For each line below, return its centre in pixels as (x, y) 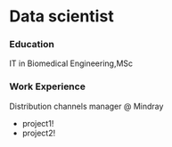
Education (32, 45)
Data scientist (61, 16)
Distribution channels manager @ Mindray (86, 106)
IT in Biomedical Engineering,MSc (71, 63)
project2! (39, 133)
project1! (38, 123)
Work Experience (48, 86)
